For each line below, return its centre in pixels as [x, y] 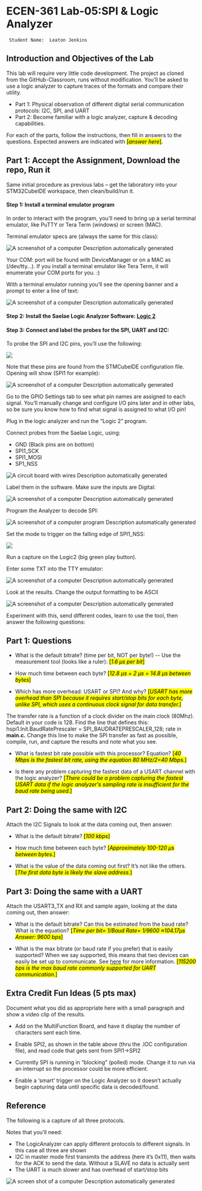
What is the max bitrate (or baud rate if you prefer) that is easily [94, 949]
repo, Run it [28, 170]
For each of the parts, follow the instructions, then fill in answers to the [94, 135]
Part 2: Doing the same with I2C [67, 810]
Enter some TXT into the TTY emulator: [55, 569]
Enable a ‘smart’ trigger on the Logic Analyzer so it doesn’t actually [98, 1080]
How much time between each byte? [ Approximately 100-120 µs [95, 848]
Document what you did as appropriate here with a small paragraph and [96, 1008]
